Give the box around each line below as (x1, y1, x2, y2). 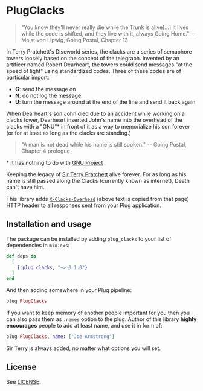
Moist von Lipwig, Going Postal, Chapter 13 (21, 36, 129, 43)
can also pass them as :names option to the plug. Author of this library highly (6, 316, 197, 323)
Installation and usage (6, 219, 92, 229)
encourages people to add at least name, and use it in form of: (6, 322, 163, 329)
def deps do (6, 253, 36, 259)
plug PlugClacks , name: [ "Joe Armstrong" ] (6, 334, 115, 340)
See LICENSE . (6, 378, 41, 385)
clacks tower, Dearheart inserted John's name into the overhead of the (6, 116, 182, 124)
